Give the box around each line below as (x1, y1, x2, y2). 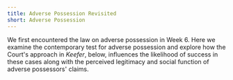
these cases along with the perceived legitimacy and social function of (7, 57, 210, 66)
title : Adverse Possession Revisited (7, 10, 117, 17)
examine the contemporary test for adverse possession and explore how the (7, 43, 226, 51)
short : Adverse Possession (7, 17, 86, 23)
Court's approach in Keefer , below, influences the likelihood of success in (7, 50, 218, 59)
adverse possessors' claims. (7, 65, 89, 73)
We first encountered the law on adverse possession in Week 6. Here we (7, 35, 216, 43)
